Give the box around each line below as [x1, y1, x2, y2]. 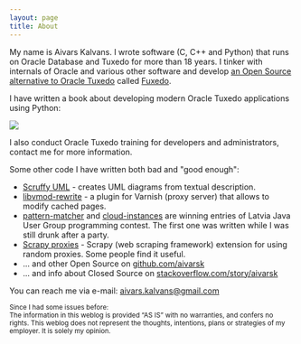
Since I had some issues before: [9, 302, 109, 311]
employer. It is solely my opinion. [9, 326, 111, 335]
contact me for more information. [9, 146, 133, 157]
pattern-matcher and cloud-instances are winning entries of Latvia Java [22, 209, 291, 221]
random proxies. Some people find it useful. [22, 248, 186, 259]
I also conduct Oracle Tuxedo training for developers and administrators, [9, 136, 279, 147]
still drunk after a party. [22, 229, 110, 240]
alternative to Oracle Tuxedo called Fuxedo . [9, 75, 172, 86]
